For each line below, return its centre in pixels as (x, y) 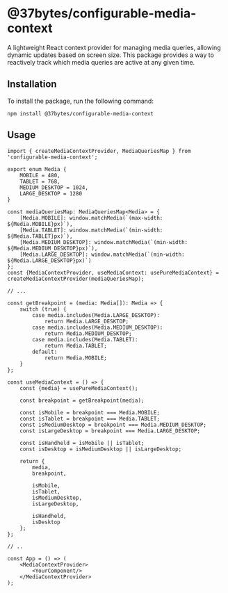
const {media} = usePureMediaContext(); (79, 388)
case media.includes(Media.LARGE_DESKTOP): (96, 315)
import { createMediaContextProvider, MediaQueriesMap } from (99, 151)
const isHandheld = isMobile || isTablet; (82, 443)
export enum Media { (37, 169)
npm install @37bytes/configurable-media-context (81, 113)
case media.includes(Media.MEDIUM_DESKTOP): (98, 327)
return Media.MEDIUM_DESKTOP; (88, 333)
